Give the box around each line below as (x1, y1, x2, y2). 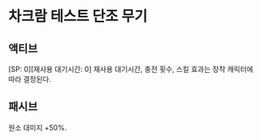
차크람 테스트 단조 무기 (8, 7, 148, 26)
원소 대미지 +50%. (8, 122, 67, 132)
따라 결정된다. (8, 74, 52, 84)
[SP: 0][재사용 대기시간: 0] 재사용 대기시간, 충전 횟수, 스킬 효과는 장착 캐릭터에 (8, 65, 254, 74)
